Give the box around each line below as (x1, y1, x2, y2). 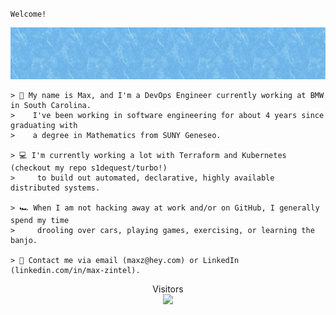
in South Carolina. (10, 100, 92, 110)
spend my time (10, 215, 70, 225)
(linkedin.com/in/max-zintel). (10, 265, 141, 275)
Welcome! (10, 9, 47, 19)
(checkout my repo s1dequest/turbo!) (10, 163, 168, 173)
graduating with (10, 120, 78, 130)
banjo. (10, 235, 38, 245)
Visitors (152, 283, 184, 295)
